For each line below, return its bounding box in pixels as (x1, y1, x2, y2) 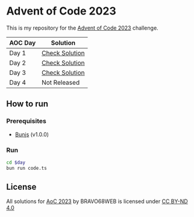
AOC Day (9, 38, 36, 47)
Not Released (41, 78, 80, 86)
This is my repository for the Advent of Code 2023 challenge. (6, 24, 158, 31)
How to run (6, 99, 49, 109)
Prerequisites (6, 117, 46, 125)
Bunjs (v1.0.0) (14, 131, 49, 138)
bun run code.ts (6, 165, 47, 171)
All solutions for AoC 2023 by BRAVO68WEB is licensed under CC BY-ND (6, 198, 188, 205)
